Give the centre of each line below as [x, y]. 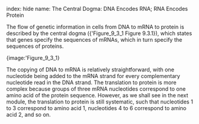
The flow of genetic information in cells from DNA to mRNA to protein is [95, 27]
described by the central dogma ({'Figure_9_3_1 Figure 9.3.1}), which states [99, 33]
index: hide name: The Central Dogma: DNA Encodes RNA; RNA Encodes [97, 9]
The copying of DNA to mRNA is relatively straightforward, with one [90, 70]
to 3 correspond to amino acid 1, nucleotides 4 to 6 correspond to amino [96, 108]
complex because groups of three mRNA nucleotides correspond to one [96, 89]
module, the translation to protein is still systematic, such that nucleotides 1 [100, 102]
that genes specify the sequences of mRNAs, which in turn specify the [94, 40]
